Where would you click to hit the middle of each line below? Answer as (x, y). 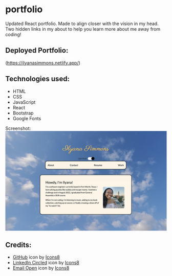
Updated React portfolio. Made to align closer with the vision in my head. (82, 24)
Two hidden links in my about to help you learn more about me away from (83, 29)
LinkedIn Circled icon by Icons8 (46, 263)
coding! (13, 34)
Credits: (18, 245)
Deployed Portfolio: (37, 50)
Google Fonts (27, 118)
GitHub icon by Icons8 (36, 257)
